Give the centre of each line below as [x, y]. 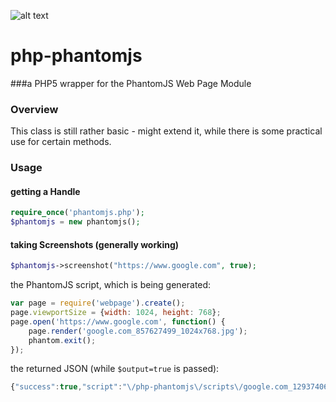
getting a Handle [45, 191]
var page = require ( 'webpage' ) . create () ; [98, 303]
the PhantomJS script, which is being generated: [111, 285]
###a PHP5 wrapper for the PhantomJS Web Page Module [131, 83]
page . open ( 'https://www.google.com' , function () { [118, 321]
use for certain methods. [61, 142]
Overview [34, 109]
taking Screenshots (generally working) [95, 244]
